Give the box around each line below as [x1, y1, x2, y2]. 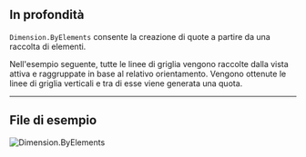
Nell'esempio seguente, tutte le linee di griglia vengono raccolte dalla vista [9, 58, 289, 69]
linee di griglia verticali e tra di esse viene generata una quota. [9, 77, 243, 89]
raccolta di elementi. [9, 41, 87, 52]
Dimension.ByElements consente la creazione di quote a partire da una [9, 31, 270, 42]
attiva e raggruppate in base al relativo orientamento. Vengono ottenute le [9, 68, 287, 79]
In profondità [9, 7, 85, 23]
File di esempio [9, 113, 97, 128]
